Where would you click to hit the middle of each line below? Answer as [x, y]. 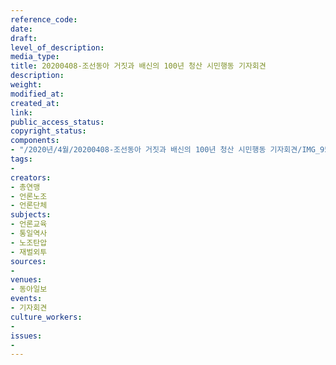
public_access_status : [57, 122]
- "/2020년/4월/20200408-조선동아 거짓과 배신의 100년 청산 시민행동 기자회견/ [156, 150]
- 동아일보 [29, 289]
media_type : [35, 57]
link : [21, 112]
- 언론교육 [29, 224]
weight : [26, 85]
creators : [31, 177]
